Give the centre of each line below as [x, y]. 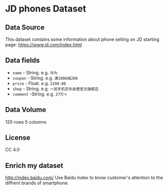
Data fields [23, 61]
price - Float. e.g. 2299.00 [39, 83]
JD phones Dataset [46, 9]
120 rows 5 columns [26, 122]
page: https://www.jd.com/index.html [44, 45]
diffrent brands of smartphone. [37, 183]
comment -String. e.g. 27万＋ [40, 94]
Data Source [25, 27]
